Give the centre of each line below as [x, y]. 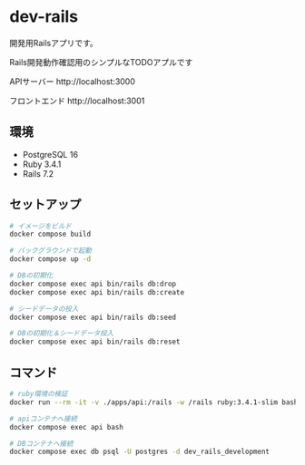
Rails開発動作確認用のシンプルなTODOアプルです [101, 62]
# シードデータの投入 [44, 309]
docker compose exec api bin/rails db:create [97, 292]
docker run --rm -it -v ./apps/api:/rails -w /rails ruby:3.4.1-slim [144, 402]
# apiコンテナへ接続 [44, 419]
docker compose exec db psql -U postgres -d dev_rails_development [140, 452]
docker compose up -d [50, 259]
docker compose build [50, 234]
